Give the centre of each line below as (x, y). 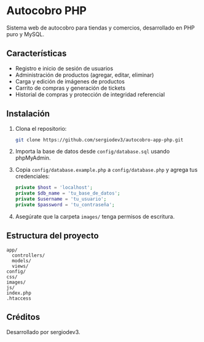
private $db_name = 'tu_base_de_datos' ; (68, 193)
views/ (20, 266)
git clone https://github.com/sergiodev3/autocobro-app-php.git (99, 140)
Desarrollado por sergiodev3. (43, 332)
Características (37, 54)
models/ (22, 261)
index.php (19, 293)
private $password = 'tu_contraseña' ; (65, 205)
